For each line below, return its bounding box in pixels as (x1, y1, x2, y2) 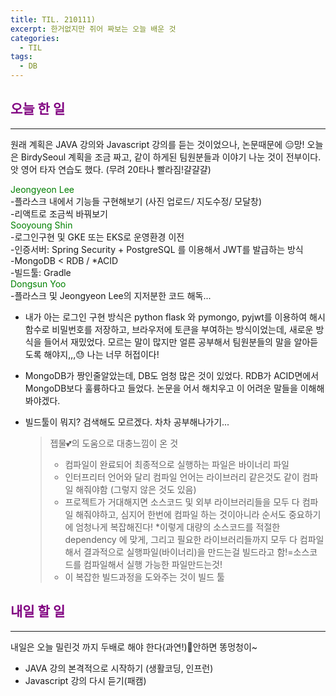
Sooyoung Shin (10, 219, 73, 231)
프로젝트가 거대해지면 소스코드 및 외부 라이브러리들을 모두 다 (64, 496, 300, 508)
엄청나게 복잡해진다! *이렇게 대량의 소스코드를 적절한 (75, 521, 281, 533)
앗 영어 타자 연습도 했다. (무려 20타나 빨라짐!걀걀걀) (10, 163, 212, 175)
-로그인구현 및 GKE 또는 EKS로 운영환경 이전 (10, 231, 185, 243)
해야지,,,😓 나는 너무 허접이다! (43, 348, 160, 360)
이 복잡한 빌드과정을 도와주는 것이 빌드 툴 (64, 571, 225, 583)
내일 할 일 (10, 603, 66, 620)
